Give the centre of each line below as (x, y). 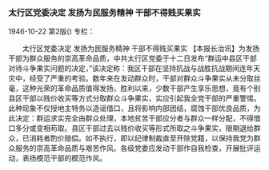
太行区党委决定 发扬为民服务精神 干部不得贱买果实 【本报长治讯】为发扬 (141, 49)
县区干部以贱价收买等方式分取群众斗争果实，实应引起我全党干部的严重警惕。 (134, 98)
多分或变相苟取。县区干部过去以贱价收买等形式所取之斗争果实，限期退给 (134, 128)
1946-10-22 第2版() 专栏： (52, 32)
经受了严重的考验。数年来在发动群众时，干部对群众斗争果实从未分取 (141, 78)
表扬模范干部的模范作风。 (64, 158)
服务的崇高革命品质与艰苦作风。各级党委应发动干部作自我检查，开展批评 (134, 148)
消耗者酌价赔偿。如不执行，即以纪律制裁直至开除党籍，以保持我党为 (141, 138)
